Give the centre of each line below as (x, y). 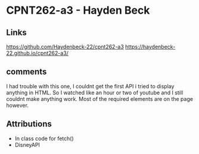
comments (27, 72)
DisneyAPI (27, 144)
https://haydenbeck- (150, 47)
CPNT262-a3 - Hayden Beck (78, 10)
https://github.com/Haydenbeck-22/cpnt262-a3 (65, 47)
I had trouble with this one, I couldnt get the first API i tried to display (90, 86)
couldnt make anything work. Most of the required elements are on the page (100, 98)
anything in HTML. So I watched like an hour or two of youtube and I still (95, 93)
